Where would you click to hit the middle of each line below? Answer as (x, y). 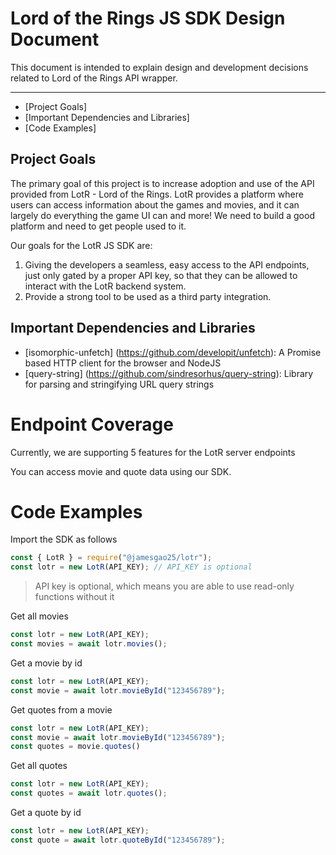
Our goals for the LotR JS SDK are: (81, 245)
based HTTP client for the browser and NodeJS (123, 363)
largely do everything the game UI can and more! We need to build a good (162, 215)
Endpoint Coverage (92, 424)
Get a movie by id (46, 663)
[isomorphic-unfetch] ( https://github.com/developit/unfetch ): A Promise (173, 352)
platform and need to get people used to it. (98, 226)
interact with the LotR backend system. (105, 286)
